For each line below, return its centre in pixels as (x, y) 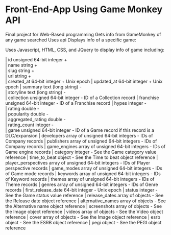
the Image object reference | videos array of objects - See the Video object (84, 212)
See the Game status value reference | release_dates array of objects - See (84, 195)
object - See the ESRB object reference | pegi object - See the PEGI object (83, 222)
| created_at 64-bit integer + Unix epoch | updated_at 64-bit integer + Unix (84, 81)
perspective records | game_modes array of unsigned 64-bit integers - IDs (84, 168)
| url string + (18, 76)
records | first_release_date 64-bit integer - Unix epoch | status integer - (82, 190)
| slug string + (20, 70)
